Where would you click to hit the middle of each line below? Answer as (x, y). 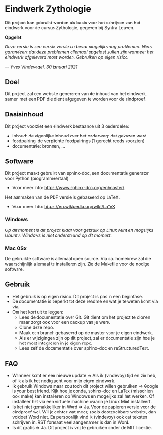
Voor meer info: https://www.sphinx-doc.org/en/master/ (68, 188)
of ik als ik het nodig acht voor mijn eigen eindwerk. (64, 381)
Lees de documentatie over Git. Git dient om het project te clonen (85, 317)
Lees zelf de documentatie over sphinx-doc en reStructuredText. (84, 348)
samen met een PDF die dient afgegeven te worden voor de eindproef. (75, 99)
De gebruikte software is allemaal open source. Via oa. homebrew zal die (78, 258)
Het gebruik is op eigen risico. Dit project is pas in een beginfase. (78, 296)
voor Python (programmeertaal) (37, 178)
